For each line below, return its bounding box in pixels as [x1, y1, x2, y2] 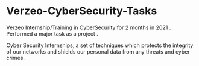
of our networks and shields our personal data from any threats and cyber [6, 48, 190, 55]
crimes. [6, 54, 25, 61]
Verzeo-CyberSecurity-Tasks [6, 4, 157, 18]
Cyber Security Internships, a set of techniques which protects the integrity [6, 42, 194, 49]
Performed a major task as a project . [6, 30, 98, 37]
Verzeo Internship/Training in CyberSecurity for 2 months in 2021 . [6, 24, 171, 31]
